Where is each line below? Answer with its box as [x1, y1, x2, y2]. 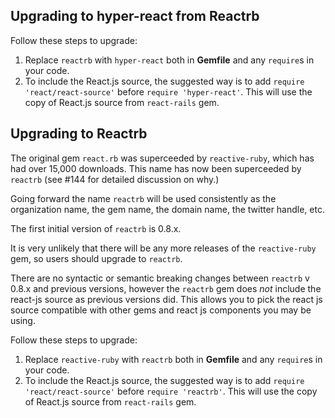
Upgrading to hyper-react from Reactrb [10, 8, 260, 25]
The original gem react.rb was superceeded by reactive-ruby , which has [10, 152, 315, 164]
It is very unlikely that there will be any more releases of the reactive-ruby [10, 242, 317, 254]
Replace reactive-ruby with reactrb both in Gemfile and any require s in [24, 353, 323, 365]
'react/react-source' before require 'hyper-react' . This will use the [24, 85, 313, 98]
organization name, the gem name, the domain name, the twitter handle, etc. [10, 203, 325, 215]
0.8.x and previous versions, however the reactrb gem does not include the [10, 282, 322, 294]
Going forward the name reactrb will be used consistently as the [10, 192, 277, 204]
